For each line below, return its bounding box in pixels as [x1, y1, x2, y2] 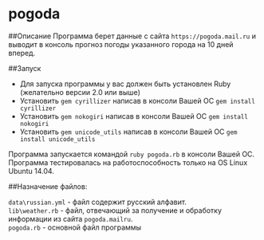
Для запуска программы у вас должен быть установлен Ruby [19, 79, 231, 89]
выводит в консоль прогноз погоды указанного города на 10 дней [8, 39, 234, 49]
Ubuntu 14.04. [8, 166, 54, 175]
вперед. [8, 48, 36, 57]
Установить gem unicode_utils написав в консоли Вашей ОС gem [19, 127, 238, 136]
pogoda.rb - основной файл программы [8, 222, 142, 232]
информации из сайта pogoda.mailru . [8, 214, 133, 223]
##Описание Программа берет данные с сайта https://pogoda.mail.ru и [8, 31, 257, 41]
